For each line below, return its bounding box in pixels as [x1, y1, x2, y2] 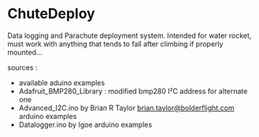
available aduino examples [18, 78, 105, 87]
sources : [7, 62, 38, 72]
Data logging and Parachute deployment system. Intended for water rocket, [7, 31, 252, 40]
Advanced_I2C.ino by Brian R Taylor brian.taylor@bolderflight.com [18, 103, 235, 113]
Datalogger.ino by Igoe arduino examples [18, 120, 153, 129]
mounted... [7, 47, 43, 57]
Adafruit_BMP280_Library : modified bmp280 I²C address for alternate [18, 86, 248, 95]
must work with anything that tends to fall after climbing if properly [7, 39, 224, 48]
